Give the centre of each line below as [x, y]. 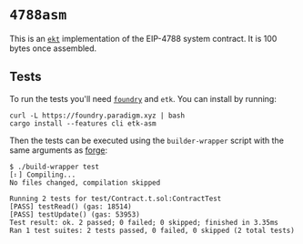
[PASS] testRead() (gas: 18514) [71, 207]
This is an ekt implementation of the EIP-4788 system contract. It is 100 [143, 38]
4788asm [38, 15]
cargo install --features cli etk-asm [83, 123]
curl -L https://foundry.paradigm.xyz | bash [97, 116]
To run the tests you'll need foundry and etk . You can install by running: [143, 98]
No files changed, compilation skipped [85, 183]
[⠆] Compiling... [43, 175]
